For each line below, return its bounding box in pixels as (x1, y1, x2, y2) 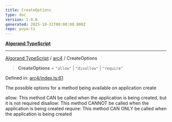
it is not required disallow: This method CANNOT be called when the (5, 100, 149, 106)
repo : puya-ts (5, 27, 36, 32)
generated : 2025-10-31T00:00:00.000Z (5, 21, 86, 27)
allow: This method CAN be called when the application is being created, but (5, 95, 167, 101)
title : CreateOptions (5, 7, 52, 13)
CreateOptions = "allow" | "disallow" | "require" (17, 65, 123, 71)
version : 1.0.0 (5, 17, 38, 22)
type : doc (5, 12, 27, 17)
